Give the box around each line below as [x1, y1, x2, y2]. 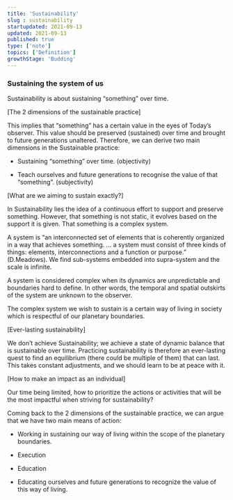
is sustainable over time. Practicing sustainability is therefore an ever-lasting [7, 346, 226, 355]
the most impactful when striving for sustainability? [7, 396, 154, 404]
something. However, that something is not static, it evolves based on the [7, 212, 217, 221]
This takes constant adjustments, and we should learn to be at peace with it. [7, 361, 226, 370]
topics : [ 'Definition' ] [7, 49, 77, 56]
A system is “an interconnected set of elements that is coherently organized [7, 233, 225, 242]
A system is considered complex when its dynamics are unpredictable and [7, 276, 220, 285]
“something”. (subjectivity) [17, 178, 94, 187]
